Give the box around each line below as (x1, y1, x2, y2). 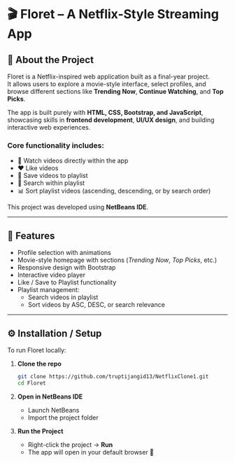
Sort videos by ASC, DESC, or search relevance (27, 300, 166, 309)
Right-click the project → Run (27, 440, 113, 449)
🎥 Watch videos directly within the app (17, 156, 129, 165)
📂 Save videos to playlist (17, 172, 89, 180)
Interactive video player (17, 271, 86, 279)
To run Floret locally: (7, 345, 66, 354)
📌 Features (7, 230, 55, 242)
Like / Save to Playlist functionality (17, 278, 117, 286)
